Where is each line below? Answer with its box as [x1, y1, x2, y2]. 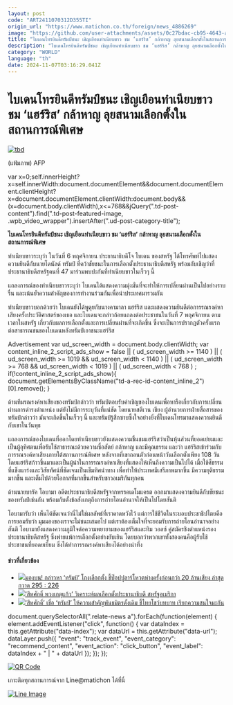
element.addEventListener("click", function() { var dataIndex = [8, 619, 185, 627]
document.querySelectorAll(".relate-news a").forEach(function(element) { [8, 612, 217, 621]
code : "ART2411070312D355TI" [8, 17, 92, 24]
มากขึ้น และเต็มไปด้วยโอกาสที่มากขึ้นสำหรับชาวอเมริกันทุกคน [8, 474, 145, 482]
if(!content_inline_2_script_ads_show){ [8, 369, 117, 377]
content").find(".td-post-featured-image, [8, 209, 124, 217]
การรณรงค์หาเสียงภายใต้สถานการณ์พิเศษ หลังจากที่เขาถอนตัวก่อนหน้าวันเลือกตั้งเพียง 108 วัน [8, 450, 221, 458]
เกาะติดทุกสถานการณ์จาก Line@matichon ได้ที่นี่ [8, 676, 125, 684]
